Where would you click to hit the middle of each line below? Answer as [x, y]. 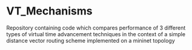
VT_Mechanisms [49, 11]
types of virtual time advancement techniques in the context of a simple [96, 34]
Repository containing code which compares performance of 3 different [96, 28]
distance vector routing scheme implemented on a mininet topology [91, 40]
